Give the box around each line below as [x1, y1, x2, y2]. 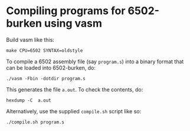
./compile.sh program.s [6, 119, 65, 125]
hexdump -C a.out [6, 97, 51, 103]
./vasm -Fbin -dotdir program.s [6, 76, 86, 81]
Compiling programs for [6, 4, 126, 18]
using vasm [44, 17, 102, 30]
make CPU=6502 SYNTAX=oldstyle [6, 47, 83, 54]
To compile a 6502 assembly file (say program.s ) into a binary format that [6, 58, 184, 65]
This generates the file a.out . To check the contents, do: [6, 86, 143, 93]
